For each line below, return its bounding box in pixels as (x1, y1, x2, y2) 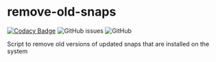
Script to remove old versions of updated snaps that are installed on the (7, 40, 210, 48)
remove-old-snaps (7, 4, 117, 20)
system (7, 47, 28, 55)
